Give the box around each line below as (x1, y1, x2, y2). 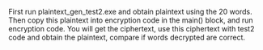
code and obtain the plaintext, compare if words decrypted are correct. (8, 32, 245, 42)
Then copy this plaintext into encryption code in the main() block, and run (8, 15, 253, 25)
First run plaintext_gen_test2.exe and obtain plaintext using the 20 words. (8, 7, 252, 16)
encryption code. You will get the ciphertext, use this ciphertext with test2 (8, 24, 255, 33)
